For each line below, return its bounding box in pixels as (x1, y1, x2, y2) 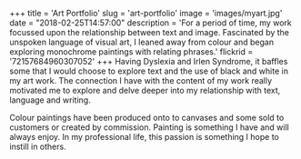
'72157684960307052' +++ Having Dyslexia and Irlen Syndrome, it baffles (9, 56, 288, 66)
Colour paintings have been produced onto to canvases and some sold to (9, 113, 285, 123)
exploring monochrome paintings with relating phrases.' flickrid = (9, 46, 254, 57)
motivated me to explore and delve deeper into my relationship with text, (9, 85, 281, 95)
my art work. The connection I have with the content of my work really (9, 75, 273, 85)
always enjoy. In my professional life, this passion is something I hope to (9, 132, 279, 142)
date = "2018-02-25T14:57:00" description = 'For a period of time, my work (9, 17, 293, 28)
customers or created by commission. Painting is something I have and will (9, 122, 289, 133)
